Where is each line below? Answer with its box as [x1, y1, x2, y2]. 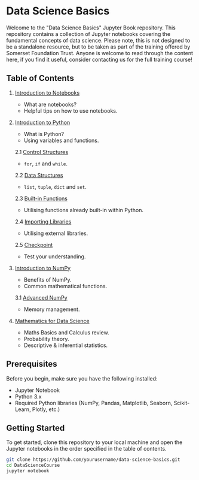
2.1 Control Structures [14, 148, 69, 155]
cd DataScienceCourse [6, 463, 60, 469]
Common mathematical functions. [23, 282, 108, 289]
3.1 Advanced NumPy [14, 294, 68, 301]
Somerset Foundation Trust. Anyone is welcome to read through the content [6, 49, 193, 56]
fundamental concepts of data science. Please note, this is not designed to [6, 37, 191, 44]
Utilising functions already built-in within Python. [23, 206, 143, 213]
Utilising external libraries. [23, 230, 88, 237]
